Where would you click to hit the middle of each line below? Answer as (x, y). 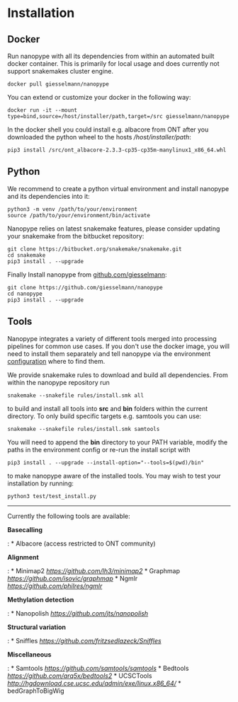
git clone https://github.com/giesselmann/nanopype (85, 287)
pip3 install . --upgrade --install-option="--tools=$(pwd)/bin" (106, 462)
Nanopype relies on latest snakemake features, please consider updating (114, 229)
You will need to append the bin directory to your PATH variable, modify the (118, 442)
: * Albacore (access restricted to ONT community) (81, 543)
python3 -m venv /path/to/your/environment (73, 209)
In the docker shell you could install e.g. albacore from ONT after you (108, 130)
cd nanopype (25, 294)
